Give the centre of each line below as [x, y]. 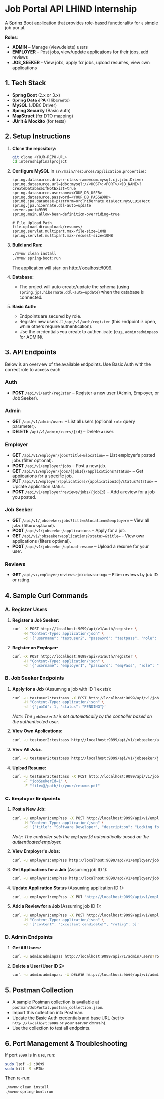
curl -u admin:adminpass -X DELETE [48, 975]
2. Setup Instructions [38, 137]
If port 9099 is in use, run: [30, 1055]
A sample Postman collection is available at [55, 1002]
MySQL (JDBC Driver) [34, 105]
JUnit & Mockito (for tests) [39, 121]
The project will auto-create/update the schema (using [74, 287]
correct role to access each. [33, 369]
